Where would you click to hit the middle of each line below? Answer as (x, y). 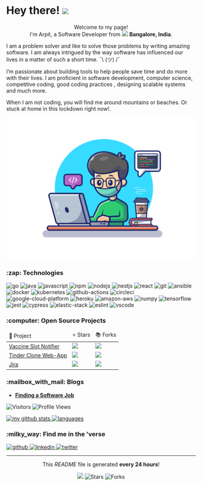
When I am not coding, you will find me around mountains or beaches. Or (97, 102)
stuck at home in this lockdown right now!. (59, 108)
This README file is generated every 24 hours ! (101, 464)
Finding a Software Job (44, 395)
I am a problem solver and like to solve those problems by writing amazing (98, 46)
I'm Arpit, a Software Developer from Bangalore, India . (101, 34)
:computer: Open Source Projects (56, 321)
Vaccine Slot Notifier (34, 346)
